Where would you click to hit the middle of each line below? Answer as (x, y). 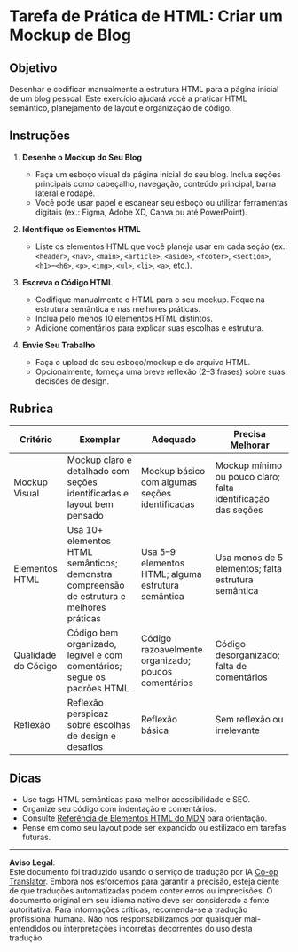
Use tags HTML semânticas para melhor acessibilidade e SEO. (136, 800)
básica (155, 730)
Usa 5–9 (158, 551)
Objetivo (33, 68)
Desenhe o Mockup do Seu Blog (82, 157)
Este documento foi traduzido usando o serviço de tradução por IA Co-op (144, 872)
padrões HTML (98, 688)
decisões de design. (72, 381)
